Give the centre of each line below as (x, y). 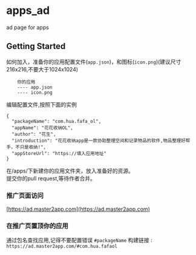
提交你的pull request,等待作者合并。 (51, 178)
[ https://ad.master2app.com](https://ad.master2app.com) (78, 209)
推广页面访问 (25, 196)
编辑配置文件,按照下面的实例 (42, 104)
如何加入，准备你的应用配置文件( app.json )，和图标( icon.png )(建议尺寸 (94, 62)
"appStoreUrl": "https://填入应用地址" (59, 153)
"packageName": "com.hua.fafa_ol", (57, 121)
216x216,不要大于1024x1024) (42, 69)
